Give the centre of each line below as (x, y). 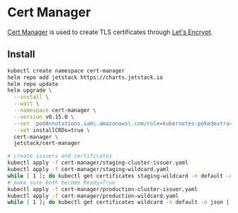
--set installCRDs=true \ (52, 130)
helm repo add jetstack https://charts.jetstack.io (85, 77)
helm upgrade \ (30, 91)
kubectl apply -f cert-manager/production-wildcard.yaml (93, 196)
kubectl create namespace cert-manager (66, 71)
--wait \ (27, 104)
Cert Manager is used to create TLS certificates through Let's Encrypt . (110, 32)
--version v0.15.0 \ (44, 117)
